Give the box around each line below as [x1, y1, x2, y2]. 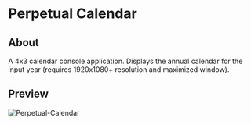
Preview [8, 87, 49, 101]
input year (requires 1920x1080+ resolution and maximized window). [8, 65, 230, 74]
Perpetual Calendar [8, 5, 137, 23]
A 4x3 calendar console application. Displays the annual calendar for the [8, 56, 243, 66]
